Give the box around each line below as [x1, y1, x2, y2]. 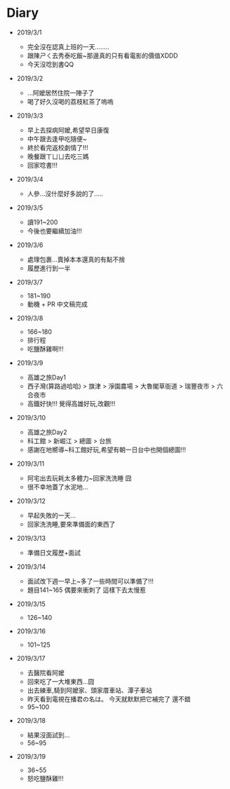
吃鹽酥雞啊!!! [27, 344, 64, 353]
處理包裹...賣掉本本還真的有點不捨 [27, 255, 126, 264]
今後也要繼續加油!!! [27, 227, 82, 235]
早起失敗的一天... [27, 511, 76, 520]
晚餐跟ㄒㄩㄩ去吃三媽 [27, 152, 89, 161]
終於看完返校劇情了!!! [27, 143, 88, 151]
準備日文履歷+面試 [27, 548, 81, 557]
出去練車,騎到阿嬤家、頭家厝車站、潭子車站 [27, 686, 152, 694]
